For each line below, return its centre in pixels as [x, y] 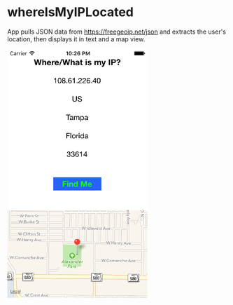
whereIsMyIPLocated [71, 12]
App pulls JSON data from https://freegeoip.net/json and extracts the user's [116, 32]
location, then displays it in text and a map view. [76, 39]
